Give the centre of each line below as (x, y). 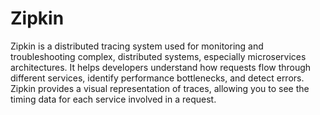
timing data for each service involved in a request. (113, 99)
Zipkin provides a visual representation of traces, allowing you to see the (160, 88)
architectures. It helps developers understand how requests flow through (161, 67)
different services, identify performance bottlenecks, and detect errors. (157, 78)
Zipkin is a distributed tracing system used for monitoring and (137, 46)
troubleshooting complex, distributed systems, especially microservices (158, 56)
